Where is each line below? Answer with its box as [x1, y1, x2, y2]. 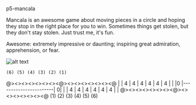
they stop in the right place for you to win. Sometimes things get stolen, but [6, 23, 189, 29]
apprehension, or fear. [6, 47, 60, 54]
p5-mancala [6, 5, 35, 12]
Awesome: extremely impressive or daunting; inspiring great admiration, [6, 41, 181, 47]
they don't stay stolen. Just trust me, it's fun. [6, 29, 115, 36]
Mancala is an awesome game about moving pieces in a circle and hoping [6, 17, 185, 23]
